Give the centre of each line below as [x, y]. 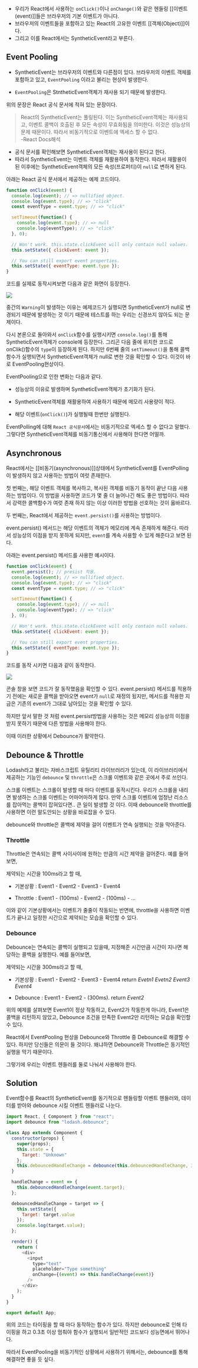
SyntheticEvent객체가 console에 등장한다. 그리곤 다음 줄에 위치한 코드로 [90, 342]
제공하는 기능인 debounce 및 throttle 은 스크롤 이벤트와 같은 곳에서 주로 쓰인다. [97, 778]
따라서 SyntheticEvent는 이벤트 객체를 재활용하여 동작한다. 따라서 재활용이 [100, 159]
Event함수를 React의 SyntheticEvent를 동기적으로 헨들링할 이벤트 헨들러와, [93, 1098]
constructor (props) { [38, 1138]
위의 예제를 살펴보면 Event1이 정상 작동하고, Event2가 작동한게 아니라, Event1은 [98, 1010]
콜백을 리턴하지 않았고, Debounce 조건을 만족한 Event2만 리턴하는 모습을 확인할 [98, 1017]
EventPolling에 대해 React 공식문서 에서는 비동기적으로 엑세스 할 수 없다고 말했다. [98, 427]
